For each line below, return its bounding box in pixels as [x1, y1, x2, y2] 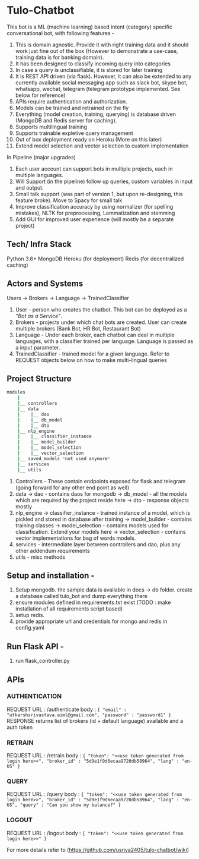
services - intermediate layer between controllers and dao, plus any [15, 540, 181, 548]
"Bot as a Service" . [15, 312, 63, 319]
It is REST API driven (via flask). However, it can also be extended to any [15, 73, 192, 80]
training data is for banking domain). [15, 54, 104, 61]
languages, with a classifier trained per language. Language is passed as [15, 337, 194, 345]
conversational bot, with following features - [7, 29, 115, 36]
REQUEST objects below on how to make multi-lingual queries [15, 356, 168, 363]
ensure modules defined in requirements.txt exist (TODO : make [15, 599, 171, 606]
